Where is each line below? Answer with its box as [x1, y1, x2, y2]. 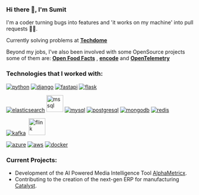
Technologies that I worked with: [6, 70, 103, 78]
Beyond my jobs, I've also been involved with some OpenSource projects [6, 48, 185, 55]
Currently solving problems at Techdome [6, 37, 107, 44]
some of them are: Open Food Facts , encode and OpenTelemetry [6, 55, 170, 62]
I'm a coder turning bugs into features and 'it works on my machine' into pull [6, 19, 194, 26]
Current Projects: [6, 156, 58, 164]
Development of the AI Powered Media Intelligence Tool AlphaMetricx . [14, 169, 187, 177]
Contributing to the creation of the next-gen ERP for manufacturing [14, 175, 180, 182]
